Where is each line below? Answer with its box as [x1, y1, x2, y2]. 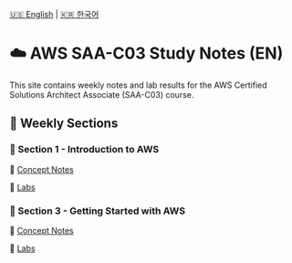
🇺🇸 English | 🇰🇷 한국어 [9, 9, 99, 19]
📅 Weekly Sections [9, 116, 119, 131]
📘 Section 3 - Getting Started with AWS [9, 205, 185, 217]
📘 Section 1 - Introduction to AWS [9, 143, 160, 156]
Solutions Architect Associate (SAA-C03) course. [9, 89, 194, 100]
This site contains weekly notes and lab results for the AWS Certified [9, 79, 267, 90]
